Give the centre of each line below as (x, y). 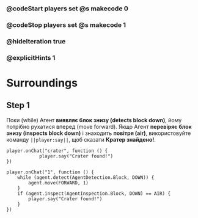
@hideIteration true (36, 41)
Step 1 (18, 105)
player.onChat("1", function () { (50, 172)
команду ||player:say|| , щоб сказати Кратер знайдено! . (81, 139)
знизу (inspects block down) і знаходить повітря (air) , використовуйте (99, 133)
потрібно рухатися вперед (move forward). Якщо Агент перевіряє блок (99, 126)
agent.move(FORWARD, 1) (58, 183)
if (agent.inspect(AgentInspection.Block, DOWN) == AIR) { (94, 194)
